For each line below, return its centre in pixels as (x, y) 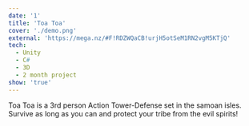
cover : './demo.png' (43, 30)
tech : (17, 45)
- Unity (28, 53)
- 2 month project (46, 75)
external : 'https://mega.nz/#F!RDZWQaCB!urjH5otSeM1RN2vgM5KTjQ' (119, 38)
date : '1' (25, 16)
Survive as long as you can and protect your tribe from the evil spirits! (123, 113)
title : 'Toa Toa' (37, 23)
